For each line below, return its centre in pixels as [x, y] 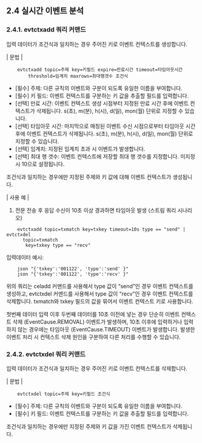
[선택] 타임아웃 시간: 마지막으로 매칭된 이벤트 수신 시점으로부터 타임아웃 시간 [105, 126]
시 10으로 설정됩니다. [40, 164]
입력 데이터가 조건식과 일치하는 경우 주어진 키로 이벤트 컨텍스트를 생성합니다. [97, 44]
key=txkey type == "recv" [58, 245]
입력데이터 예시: [25, 257]
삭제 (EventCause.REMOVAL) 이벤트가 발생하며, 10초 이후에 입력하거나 [97, 322]
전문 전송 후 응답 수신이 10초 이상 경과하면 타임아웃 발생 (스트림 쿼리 [96, 210]
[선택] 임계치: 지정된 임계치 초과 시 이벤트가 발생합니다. [80, 149]
